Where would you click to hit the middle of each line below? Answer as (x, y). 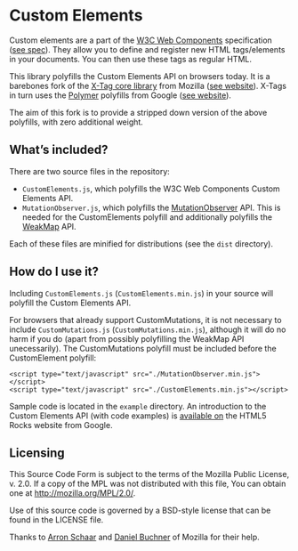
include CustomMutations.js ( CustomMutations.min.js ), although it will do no (148, 329)
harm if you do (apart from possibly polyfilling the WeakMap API (127, 338)
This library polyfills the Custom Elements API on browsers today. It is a (140, 76)
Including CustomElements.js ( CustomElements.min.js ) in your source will (141, 293)
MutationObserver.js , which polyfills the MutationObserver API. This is (151, 207)
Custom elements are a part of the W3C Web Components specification (141, 40)
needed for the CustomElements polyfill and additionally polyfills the (147, 217)
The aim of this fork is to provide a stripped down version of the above (138, 112)
